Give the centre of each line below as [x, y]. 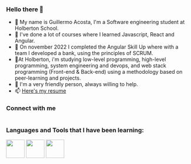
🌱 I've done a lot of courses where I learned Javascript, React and [94, 35]
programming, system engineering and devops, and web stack [90, 66]
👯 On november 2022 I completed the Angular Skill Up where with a [96, 47]
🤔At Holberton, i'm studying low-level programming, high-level [90, 59]
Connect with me [31, 108]
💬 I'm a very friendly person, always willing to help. [76, 84]
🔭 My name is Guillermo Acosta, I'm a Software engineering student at [100, 22]
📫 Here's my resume [40, 91]
